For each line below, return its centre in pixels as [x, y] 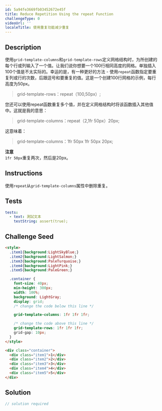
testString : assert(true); [41, 221]
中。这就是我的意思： [26, 110]
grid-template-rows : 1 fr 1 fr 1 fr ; [48, 328]
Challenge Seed [29, 237]
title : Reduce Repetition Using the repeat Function [59, 14]
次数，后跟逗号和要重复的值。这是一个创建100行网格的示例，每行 [91, 78]
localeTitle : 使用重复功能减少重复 [37, 28]
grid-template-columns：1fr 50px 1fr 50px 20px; [65, 141]
